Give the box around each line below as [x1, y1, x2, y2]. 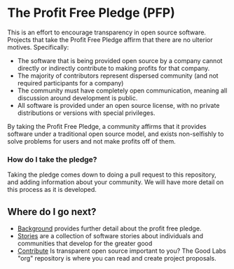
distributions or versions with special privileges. [17, 109, 156, 117]
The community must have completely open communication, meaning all [17, 86, 228, 95]
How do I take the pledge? [7, 154, 97, 164]
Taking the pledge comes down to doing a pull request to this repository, [7, 170, 216, 179]
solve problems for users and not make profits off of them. [7, 137, 177, 145]
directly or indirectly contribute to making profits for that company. [17, 64, 210, 72]
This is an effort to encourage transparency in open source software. [7, 28, 207, 36]
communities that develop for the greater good [17, 240, 153, 248]
